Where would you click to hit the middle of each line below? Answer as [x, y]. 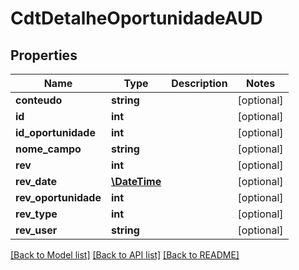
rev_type [36, 214]
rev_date [36, 181]
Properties [44, 55]
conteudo [39, 100]
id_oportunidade [55, 132]
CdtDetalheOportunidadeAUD [136, 18]
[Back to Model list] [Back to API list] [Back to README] [125, 255]
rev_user [36, 230]
